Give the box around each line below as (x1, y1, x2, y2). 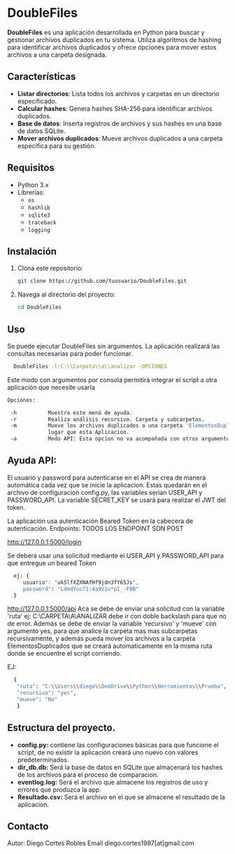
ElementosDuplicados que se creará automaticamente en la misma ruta (7, 642, 213, 650)
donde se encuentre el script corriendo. (7, 649, 122, 658)
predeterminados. (17, 755, 69, 764)
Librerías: (17, 188, 45, 196)
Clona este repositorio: (17, 264, 83, 273)
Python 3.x (17, 180, 49, 189)
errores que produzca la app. (17, 785, 101, 794)
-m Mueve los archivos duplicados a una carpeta (10, 422, 183, 429)
